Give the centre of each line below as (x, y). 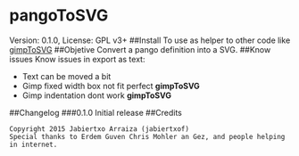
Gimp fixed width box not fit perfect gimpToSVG (111, 86)
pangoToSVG (59, 16)
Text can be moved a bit (66, 76)
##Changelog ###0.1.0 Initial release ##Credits (96, 112)
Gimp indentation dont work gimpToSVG (97, 95)
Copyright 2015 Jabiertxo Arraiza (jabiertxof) (100, 129)
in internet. (33, 144)
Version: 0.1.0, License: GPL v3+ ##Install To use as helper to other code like (150, 40)
